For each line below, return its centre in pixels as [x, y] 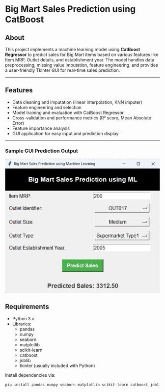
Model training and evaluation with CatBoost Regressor [68, 112]
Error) [18, 123]
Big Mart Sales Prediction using [70, 9]
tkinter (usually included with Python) [57, 365]
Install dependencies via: [30, 375]
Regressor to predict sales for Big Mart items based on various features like [82, 55]
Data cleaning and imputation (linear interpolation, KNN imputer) [77, 102]
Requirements [27, 307]
